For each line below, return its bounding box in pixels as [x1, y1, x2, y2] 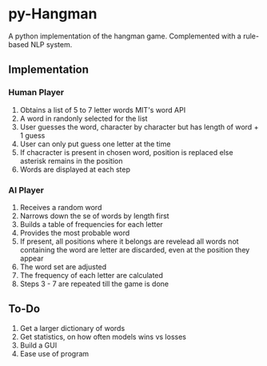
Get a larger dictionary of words [19, 323, 126, 332]
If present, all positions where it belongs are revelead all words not [19, 237, 239, 246]
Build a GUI [19, 340, 58, 350]
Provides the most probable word [19, 228, 130, 237]
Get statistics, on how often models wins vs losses [19, 332, 186, 341]
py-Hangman [8, 5, 98, 23]
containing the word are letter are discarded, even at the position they [19, 245, 250, 254]
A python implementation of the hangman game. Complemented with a [8, 31, 241, 41]
